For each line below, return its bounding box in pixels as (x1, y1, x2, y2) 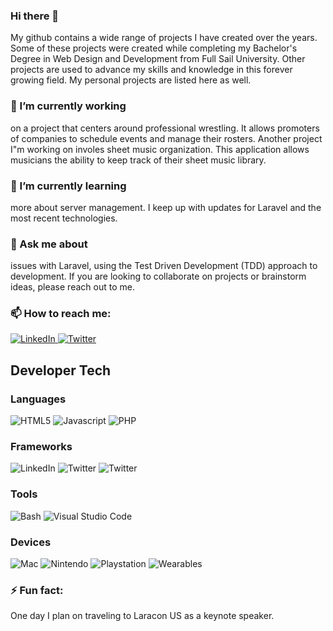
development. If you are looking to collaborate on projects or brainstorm (10, 270, 307, 283)
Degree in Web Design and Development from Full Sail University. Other (10, 53, 306, 65)
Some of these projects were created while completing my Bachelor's (10, 42, 298, 54)
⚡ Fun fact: (10, 583, 64, 597)
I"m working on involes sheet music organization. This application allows (10, 143, 310, 155)
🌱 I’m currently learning (10, 179, 127, 193)
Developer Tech (10, 362, 112, 379)
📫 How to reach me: (10, 307, 112, 321)
